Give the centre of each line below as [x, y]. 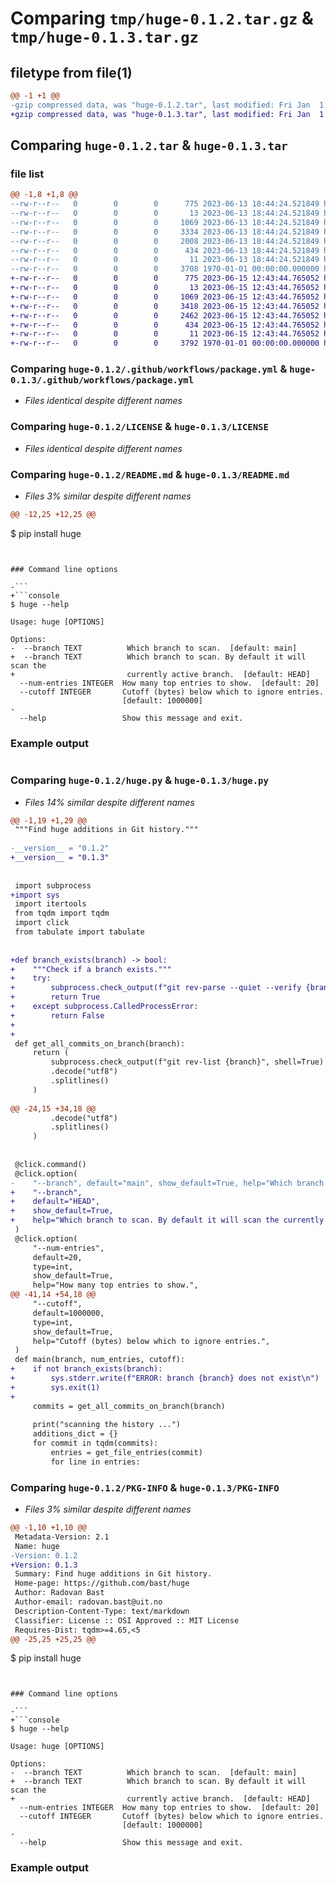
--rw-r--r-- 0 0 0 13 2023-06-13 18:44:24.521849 [165, 213]
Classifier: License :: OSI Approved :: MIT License [127, 1620]
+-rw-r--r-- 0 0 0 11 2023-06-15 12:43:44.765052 [165, 334]
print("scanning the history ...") [107, 1425]
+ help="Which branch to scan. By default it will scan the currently [167, 1220]
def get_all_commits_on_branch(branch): [100, 1043]
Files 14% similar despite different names [109, 802]
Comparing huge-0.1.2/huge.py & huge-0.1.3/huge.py [139, 780]
